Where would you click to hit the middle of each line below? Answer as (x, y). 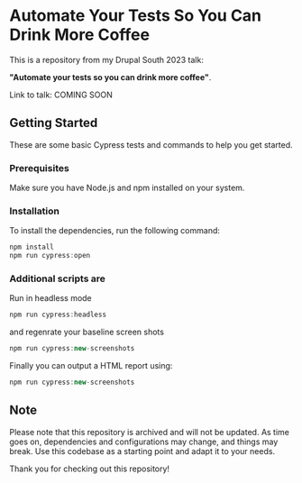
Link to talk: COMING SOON (61, 95)
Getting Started (54, 123)
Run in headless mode (50, 298)
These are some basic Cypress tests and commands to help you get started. (151, 144)
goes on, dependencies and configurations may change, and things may (144, 442)
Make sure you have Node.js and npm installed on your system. (127, 188)
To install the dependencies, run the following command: (115, 231)
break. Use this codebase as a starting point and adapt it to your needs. (142, 451)
